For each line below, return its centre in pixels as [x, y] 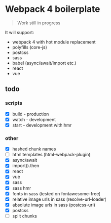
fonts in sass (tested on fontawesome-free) [56, 193]
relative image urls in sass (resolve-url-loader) [59, 199]
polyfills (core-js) [30, 47]
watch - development [34, 119]
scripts [14, 103]
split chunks [24, 216]
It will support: [20, 32]
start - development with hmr [42, 125]
